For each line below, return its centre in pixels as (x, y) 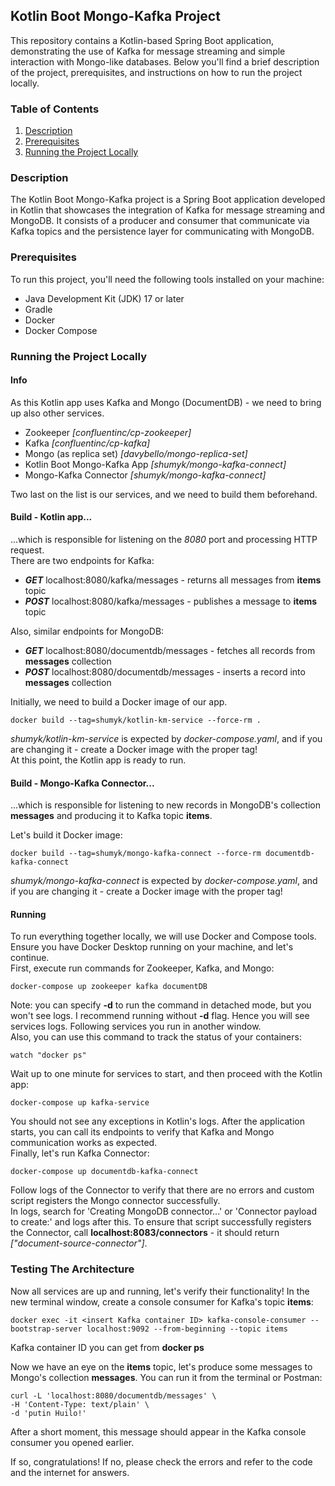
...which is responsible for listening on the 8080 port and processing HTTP (164, 540)
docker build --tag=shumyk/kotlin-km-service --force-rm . (136, 720)
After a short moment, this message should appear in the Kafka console (158, 1431)
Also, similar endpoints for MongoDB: (87, 631)
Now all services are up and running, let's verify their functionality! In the (160, 1291)
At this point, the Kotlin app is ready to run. (98, 760)
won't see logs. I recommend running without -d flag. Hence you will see (160, 1016)
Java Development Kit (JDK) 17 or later (104, 298)
